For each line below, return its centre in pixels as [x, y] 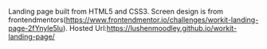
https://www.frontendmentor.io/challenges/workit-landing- [162, 20]
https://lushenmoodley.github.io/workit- [172, 28]
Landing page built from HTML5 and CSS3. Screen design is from [116, 11]
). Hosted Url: [85, 28]
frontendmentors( [37, 20]
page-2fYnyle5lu [36, 28]
